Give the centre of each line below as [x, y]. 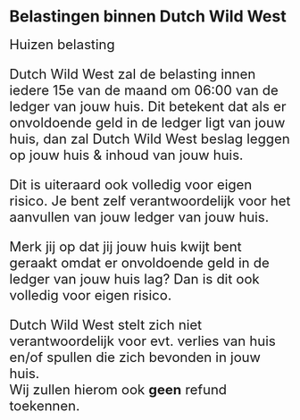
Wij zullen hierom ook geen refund [118, 390]
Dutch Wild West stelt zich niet [106, 324]
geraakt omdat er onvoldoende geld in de [139, 263]
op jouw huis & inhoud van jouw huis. [126, 155]
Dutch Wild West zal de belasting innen [133, 74]
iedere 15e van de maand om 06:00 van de [144, 90]
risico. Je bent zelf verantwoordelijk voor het [150, 201]
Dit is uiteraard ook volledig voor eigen [131, 185]
